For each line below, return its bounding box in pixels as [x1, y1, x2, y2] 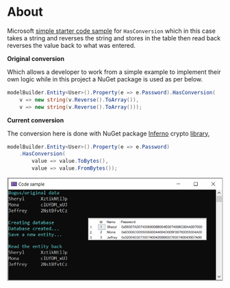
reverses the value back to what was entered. [7, 41, 136, 49]
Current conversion [7, 116, 64, 124]
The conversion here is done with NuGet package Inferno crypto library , [7, 129, 210, 138]
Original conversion [7, 54, 65, 62]
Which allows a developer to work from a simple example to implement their [7, 68, 221, 76]
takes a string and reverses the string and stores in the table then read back [7, 34, 221, 42]
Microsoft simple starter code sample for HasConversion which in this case [7, 27, 216, 35]
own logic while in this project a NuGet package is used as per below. [7, 75, 203, 83]
